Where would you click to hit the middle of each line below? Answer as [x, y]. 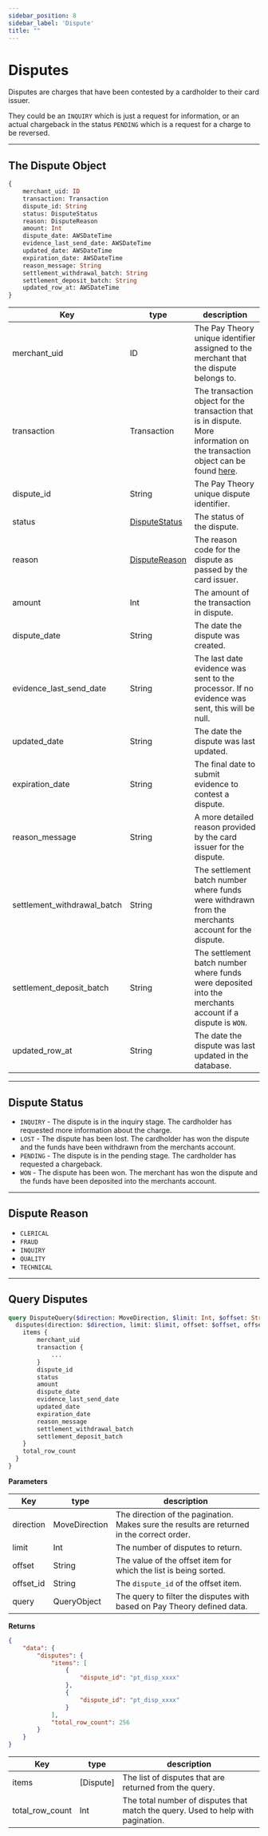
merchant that [221, 358]
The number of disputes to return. [179, 1547]
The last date [219, 659]
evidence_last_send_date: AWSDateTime [87, 243]
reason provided [225, 827]
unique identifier [225, 338]
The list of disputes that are [173, 1778]
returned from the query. [169, 1787]
